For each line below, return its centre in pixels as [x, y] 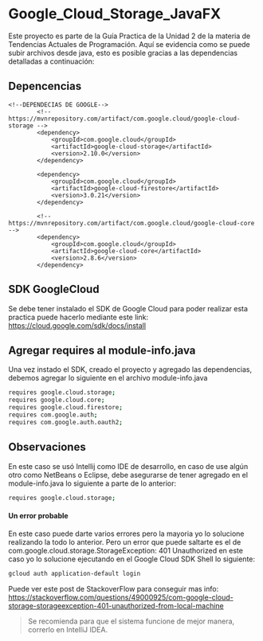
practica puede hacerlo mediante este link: [79, 317]
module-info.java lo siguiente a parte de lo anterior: [92, 483]
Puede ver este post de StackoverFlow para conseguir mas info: [114, 588]
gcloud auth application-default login [75, 573]
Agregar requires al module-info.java [102, 350]
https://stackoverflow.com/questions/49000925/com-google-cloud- [121, 597]
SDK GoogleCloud [54, 289]
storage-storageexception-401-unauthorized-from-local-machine [116, 605]
